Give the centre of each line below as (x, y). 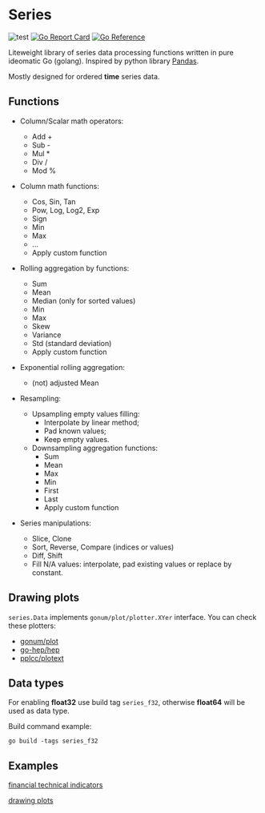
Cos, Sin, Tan (54, 201)
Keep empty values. (76, 439)
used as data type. (39, 711)
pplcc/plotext (42, 658)
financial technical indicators (56, 785)
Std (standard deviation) (72, 343)
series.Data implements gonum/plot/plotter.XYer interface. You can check (132, 617)
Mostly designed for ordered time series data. (84, 76)
